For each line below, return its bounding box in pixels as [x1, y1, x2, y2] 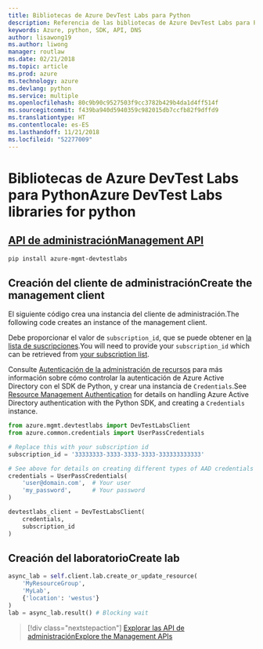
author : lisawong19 [8, 33, 72, 42]
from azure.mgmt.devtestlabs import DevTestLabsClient [8, 421, 191, 430]
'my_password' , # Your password [22, 487, 146, 494]
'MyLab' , [22, 587, 51, 595]
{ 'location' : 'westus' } [22, 594, 100, 602]
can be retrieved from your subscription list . [8, 350, 150, 359]
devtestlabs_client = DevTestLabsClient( [8, 508, 146, 516]
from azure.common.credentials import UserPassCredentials [8, 429, 205, 437]
